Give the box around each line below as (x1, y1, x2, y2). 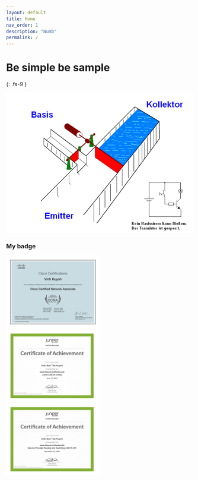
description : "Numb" (6, 29, 58, 34)
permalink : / (6, 34, 39, 41)
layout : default (6, 10, 46, 15)
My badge (6, 242, 36, 250)
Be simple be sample (6, 61, 110, 74)
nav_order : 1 (6, 22, 39, 28)
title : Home (6, 15, 36, 22)
